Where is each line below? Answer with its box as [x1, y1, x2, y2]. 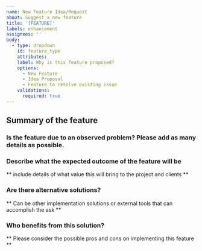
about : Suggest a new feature [6, 14, 83, 21]
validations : [17, 87, 50, 94]
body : [6, 37, 20, 43]
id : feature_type [17, 48, 61, 54]
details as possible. [6, 141, 65, 150]
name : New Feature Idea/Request [6, 8, 87, 15]
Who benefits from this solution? [6, 221, 104, 229]
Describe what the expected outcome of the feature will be [6, 157, 182, 165]
